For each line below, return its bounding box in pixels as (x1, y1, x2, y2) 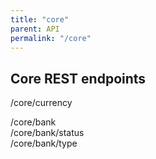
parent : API (10, 24, 60, 34)
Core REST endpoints (10, 70, 147, 87)
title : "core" (10, 14, 70, 25)
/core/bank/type (10, 137, 78, 150)
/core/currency (10, 97, 73, 109)
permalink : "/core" (10, 33, 92, 43)
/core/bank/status (10, 127, 85, 139)
